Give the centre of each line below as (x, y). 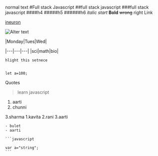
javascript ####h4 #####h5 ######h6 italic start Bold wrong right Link (79, 12)
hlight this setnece (27, 60)
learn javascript (33, 92)
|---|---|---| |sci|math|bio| (32, 51)
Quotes (13, 82)
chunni (19, 107)
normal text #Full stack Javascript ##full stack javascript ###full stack (77, 7)
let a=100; (16, 73)
